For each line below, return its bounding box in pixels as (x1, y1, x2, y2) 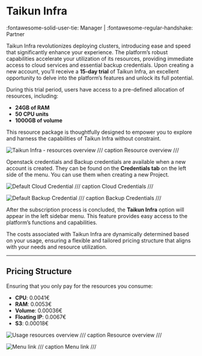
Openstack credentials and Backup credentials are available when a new (6, 158, 186, 165)
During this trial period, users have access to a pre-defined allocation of (6, 86, 185, 93)
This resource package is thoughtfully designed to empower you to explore (6, 128, 192, 136)
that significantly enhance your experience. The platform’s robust (6, 48, 168, 55)
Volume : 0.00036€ (14, 307, 63, 314)
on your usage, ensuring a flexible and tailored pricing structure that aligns (6, 237, 191, 244)
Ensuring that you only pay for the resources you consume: (6, 282, 153, 290)
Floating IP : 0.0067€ (14, 313, 67, 320)
